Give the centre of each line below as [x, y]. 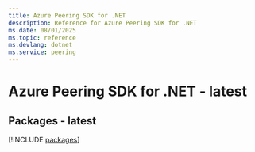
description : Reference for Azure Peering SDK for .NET [102, 23]
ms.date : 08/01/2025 [42, 30]
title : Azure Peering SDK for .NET [67, 15]
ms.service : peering [42, 52]
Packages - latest [52, 121]
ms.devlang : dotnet [41, 45]
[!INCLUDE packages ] [44, 140]
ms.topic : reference [42, 38]
